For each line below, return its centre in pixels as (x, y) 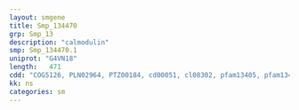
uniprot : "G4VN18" (43, 59)
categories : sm (37, 91)
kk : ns (21, 83)
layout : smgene (37, 17)
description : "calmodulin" (59, 42)
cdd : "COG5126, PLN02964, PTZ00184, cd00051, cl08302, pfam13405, (135, 75)
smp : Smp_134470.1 (43, 51)
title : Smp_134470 (43, 26)
